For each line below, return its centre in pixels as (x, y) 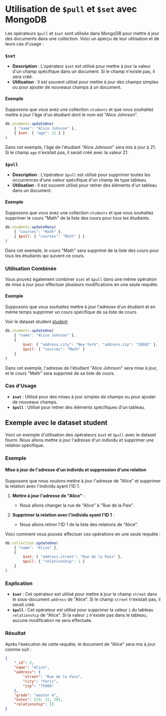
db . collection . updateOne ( (32, 543)
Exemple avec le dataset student (56, 423)
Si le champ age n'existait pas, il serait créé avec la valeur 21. (67, 152)
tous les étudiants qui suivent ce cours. (45, 255)
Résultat (15, 633)
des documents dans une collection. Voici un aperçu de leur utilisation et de (82, 39)
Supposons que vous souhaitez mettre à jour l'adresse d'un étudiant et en (80, 307)
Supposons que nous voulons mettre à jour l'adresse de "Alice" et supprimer (83, 480)
